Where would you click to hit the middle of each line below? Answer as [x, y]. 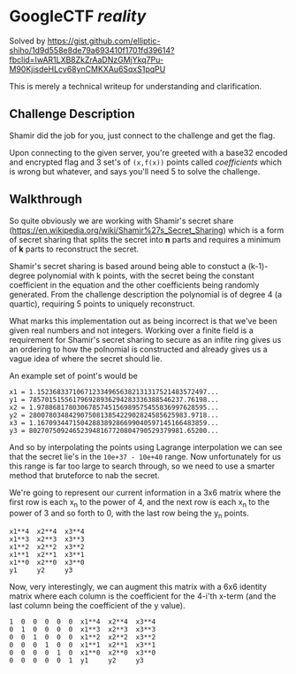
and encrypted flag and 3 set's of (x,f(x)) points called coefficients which [146, 162]
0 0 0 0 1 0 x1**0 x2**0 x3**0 [83, 653]
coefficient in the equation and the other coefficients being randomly [134, 284]
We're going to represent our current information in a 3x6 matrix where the [145, 492]
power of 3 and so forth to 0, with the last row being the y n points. [129, 514]
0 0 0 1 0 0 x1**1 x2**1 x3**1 [83, 645]
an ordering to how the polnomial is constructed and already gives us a [138, 349]
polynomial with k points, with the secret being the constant [145, 275]
